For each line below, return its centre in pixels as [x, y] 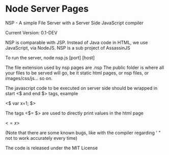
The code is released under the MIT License [52, 148]
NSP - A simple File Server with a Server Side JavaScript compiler [74, 23]
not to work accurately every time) [41, 138]
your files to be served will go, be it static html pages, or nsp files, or [77, 73]
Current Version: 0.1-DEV [31, 32]
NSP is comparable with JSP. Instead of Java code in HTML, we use [77, 42]
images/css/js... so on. [29, 78]
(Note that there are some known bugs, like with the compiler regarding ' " [83, 133]
